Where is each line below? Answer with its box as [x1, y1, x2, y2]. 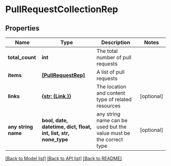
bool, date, [41, 117, 68, 124]
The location [96, 83, 127, 90]
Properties [5, 24, 40, 33]
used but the [96, 123, 127, 130]
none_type [41, 136, 69, 143]
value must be [96, 130, 131, 136]
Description [101, 39, 131, 46]
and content [96, 90, 126, 96]
